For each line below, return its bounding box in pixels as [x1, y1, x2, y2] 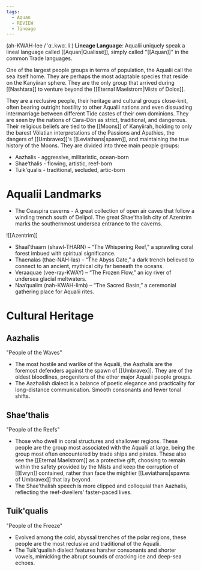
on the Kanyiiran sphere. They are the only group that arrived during [6, 79, 175, 87]
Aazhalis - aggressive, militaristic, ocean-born [14, 154, 129, 161]
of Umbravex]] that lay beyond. [14, 476, 92, 483]
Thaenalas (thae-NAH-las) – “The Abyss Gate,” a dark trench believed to [14, 256, 194, 263]
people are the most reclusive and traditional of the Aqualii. [14, 540, 161, 547]
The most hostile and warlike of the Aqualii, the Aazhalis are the [14, 361, 173, 368]
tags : [6, 8, 20, 15]
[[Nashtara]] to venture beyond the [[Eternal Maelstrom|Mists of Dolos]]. [6, 85, 185, 93]
